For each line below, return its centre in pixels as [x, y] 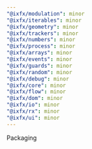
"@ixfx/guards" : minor [39, 66]
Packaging [22, 138]
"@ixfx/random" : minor [39, 72]
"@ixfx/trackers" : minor [43, 33]
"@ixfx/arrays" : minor [39, 53]
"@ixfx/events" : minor [39, 59]
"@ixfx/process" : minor [41, 46]
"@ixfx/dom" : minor [35, 99]
